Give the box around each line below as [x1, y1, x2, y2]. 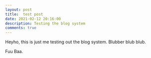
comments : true [5, 26, 37, 30]
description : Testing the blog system [5, 21, 85, 26]
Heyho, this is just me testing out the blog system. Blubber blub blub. [5, 39, 147, 45]
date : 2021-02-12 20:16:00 [5, 16, 61, 21]
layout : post [5, 7, 32, 12]
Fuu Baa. [5, 49, 23, 55]
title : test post [5, 12, 43, 17]
